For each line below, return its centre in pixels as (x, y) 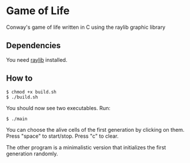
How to (19, 79)
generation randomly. (32, 154)
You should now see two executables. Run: (58, 108)
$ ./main (17, 119)
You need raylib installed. (37, 59)
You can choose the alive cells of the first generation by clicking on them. (95, 129)
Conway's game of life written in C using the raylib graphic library (86, 27)
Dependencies (33, 46)
